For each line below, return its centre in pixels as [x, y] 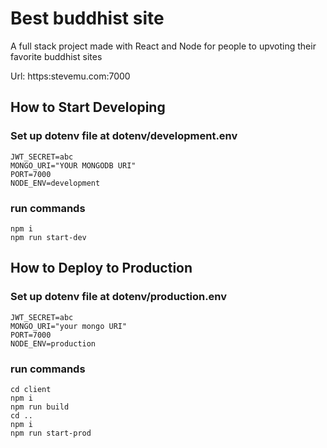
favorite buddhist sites [56, 56]
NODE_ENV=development [55, 183]
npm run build [40, 407]
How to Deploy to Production [101, 268]
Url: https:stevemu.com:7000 [70, 76]
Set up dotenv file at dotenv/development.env [124, 136]
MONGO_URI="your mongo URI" [69, 326]
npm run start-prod [51, 433]
